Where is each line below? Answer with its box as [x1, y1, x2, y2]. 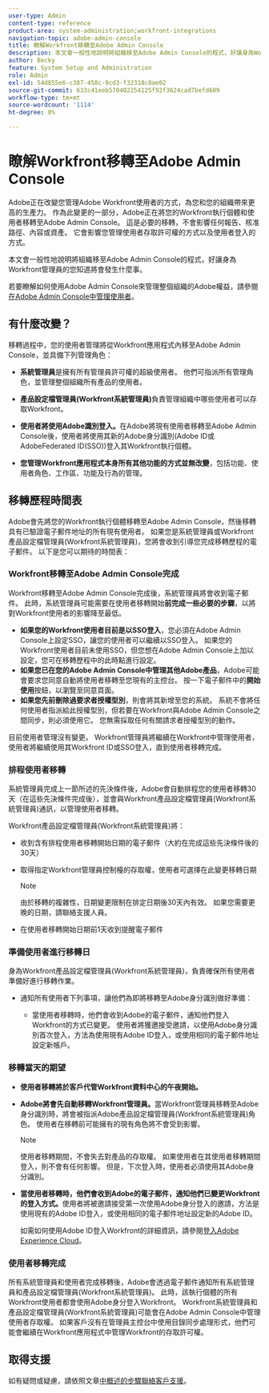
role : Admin [8, 71, 48, 79]
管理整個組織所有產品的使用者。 [41, 377, 147, 387]
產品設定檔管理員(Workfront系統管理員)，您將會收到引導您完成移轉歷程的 [8, 536, 251, 546]
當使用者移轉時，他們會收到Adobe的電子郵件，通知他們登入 [31, 1010, 230, 1020]
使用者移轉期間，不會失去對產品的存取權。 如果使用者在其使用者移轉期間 [19, 1151, 261, 1161]
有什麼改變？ [8, 317, 72, 331]
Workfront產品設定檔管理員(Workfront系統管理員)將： [8, 821, 186, 831]
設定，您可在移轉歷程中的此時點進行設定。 [19, 655, 161, 664]
